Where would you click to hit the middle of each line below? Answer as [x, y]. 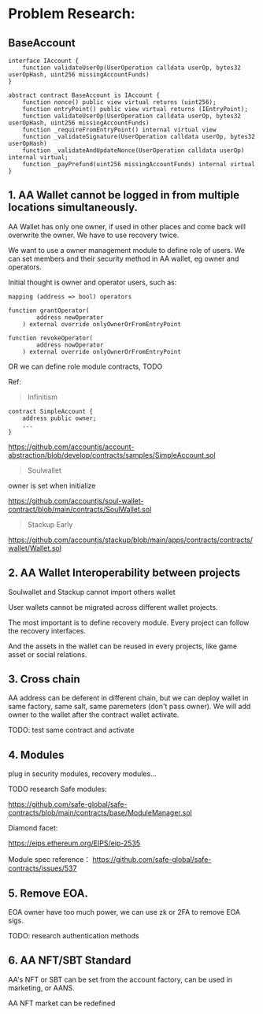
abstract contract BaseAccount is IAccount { [84, 95]
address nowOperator [70, 345]
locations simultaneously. [73, 208]
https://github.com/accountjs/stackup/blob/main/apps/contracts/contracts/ [131, 540]
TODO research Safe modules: [58, 789]
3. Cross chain [44, 680]
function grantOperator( [49, 310]
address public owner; [59, 418]
